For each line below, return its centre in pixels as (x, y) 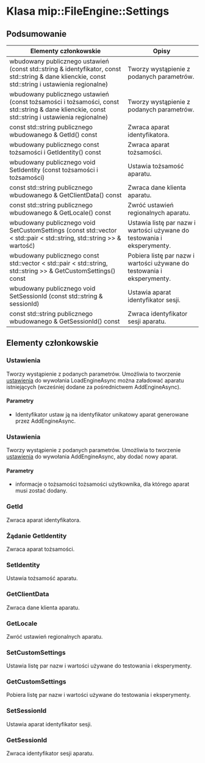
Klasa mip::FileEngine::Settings (88, 11)
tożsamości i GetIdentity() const (55, 152)
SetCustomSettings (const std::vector (63, 230)
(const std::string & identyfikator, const (65, 69)
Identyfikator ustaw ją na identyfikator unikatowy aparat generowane (102, 414)
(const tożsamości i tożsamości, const (64, 102)
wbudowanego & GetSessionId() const (65, 321)
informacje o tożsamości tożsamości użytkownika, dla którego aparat (102, 484)
